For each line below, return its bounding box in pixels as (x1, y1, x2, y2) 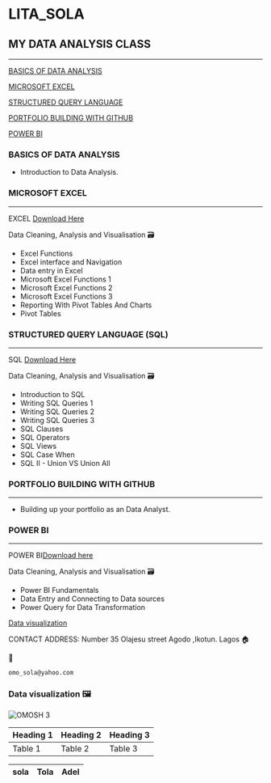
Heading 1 (12, 729, 54, 740)
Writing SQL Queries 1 (19, 398, 94, 408)
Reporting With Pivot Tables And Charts (19, 300, 152, 310)
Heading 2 (60, 729, 102, 740)
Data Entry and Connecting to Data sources (19, 594, 165, 603)
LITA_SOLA (8, 5, 85, 23)
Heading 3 (109, 729, 151, 740)
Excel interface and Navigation (19, 256, 123, 267)
